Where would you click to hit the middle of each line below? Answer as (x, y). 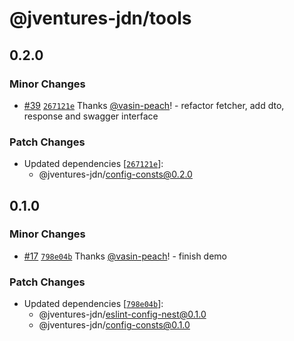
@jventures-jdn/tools (100, 18)
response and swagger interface (91, 116)
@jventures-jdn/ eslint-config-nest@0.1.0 (122, 314)
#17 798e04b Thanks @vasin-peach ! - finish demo (125, 256)
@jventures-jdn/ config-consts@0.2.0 (115, 174)
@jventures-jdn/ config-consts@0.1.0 (114, 325)
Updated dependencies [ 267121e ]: (93, 164)
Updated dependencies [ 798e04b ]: (93, 304)
